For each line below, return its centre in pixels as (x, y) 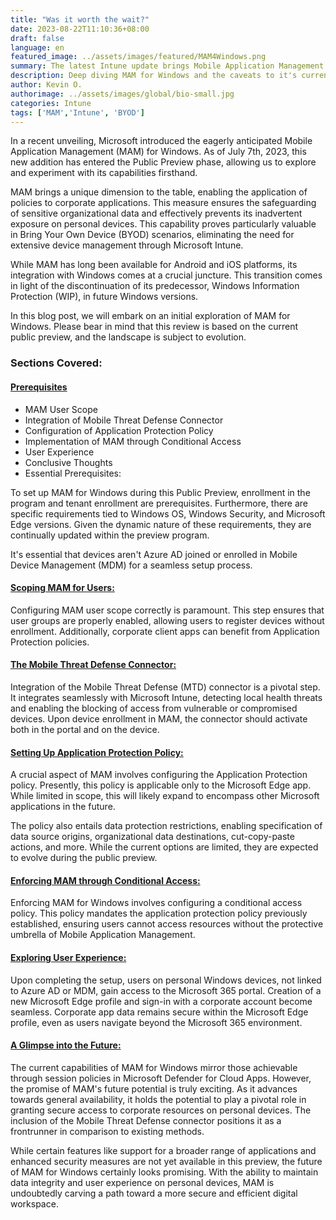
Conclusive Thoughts (68, 462)
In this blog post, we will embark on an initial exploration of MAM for (150, 316)
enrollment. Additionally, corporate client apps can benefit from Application (165, 631)
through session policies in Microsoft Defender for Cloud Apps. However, (161, 1078)
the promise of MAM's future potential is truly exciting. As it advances (154, 1088)
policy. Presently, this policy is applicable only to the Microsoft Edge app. (161, 785)
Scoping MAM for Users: (62, 588)
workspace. (34, 1203)
